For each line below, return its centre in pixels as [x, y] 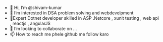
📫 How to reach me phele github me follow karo [59, 34]
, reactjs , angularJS [30, 23]
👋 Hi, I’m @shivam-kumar [36, 8]
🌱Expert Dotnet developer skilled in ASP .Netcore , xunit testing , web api [84, 18]
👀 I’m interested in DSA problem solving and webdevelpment [72, 13]
